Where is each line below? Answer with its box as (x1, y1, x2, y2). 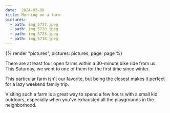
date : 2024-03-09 (5, 7, 45, 13)
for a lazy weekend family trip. (5, 81, 69, 87)
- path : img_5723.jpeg (10, 31, 58, 36)
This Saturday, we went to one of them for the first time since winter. (5, 65, 150, 72)
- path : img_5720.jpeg (10, 27, 58, 32)
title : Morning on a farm (5, 12, 60, 17)
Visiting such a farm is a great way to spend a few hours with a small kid (5, 91, 158, 97)
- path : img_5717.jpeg (10, 22, 58, 27)
